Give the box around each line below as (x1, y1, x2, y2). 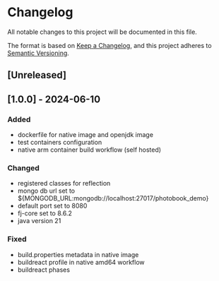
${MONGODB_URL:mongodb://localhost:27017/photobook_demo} (17, 194, 209, 203)
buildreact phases (17, 265, 71, 274)
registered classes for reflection (17, 179, 111, 188)
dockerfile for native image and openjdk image (17, 131, 154, 139)
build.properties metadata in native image (17, 250, 139, 258)
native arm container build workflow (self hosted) (17, 145, 161, 154)
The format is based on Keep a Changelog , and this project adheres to (7, 41, 212, 49)
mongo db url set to (17, 186, 76, 195)
